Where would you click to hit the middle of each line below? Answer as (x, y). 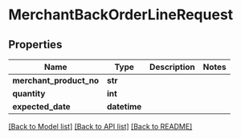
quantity (29, 94)
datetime (125, 106)
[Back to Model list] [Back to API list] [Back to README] (100, 127)
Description (172, 67)
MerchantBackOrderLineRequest (121, 15)
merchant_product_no (56, 80)
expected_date (41, 106)
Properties (35, 45)
